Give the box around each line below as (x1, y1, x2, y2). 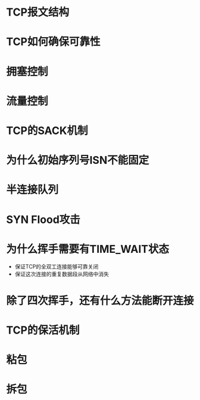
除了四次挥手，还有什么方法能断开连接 (6, 294, 195, 307)
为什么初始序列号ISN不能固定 (6, 154, 149, 167)
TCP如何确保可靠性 (6, 35, 101, 48)
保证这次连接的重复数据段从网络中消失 (14, 270, 109, 278)
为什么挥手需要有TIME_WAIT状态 (6, 242, 170, 256)
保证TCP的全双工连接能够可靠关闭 (14, 263, 99, 270)
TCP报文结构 (6, 5, 70, 19)
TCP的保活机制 (6, 323, 80, 337)
